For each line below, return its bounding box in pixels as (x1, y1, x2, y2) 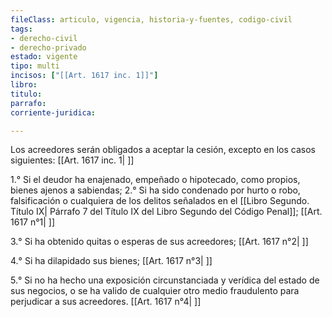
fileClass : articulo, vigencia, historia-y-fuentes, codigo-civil (10, 14, 293, 25)
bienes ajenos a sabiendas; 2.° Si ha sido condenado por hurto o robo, (10, 184, 301, 196)
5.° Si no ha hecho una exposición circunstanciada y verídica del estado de (10, 274, 320, 286)
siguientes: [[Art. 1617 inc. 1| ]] (10, 154, 135, 166)
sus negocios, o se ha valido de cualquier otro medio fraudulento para (10, 285, 300, 297)
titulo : (10, 89, 43, 99)
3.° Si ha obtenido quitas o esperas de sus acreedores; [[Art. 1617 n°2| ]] (10, 236, 309, 248)
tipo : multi (10, 61, 60, 71)
